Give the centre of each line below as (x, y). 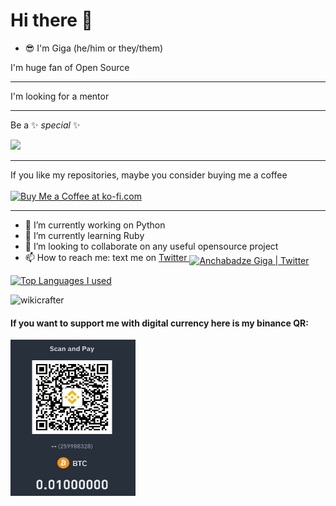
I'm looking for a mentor (60, 96)
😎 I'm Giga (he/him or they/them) (94, 48)
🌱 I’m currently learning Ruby (84, 235)
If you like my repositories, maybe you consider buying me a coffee (149, 175)
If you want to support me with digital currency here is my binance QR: (159, 323)
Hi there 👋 (51, 20)
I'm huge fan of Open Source (70, 67)
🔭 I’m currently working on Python (95, 225)
